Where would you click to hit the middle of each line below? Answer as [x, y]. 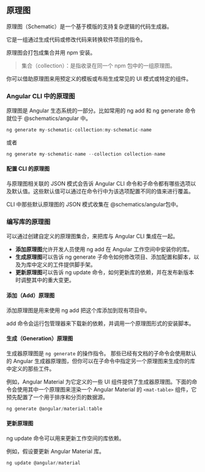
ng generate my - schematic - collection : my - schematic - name [79, 130]
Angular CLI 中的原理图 [41, 96]
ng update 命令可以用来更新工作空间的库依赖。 [65, 438]
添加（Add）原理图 [31, 295]
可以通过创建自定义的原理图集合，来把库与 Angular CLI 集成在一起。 [92, 236]
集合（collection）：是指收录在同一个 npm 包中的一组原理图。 [98, 65]
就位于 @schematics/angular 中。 [49, 119]
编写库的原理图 [28, 221]
